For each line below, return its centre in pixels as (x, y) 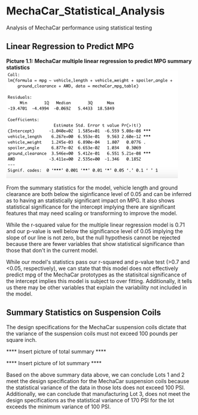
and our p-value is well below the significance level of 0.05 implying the (95, 231)
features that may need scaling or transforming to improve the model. (92, 213)
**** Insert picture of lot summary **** (54, 363)
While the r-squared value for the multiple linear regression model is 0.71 (96, 225)
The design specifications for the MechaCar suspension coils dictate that (96, 327)
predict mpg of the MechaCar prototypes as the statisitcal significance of (97, 275)
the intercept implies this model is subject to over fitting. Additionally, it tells (99, 281)
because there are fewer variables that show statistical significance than (95, 243)
